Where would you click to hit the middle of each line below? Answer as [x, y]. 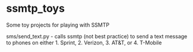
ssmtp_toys [36, 9]
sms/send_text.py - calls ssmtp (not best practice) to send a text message [97, 36]
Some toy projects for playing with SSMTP [58, 25]
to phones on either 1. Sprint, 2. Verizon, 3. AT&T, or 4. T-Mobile [84, 43]
